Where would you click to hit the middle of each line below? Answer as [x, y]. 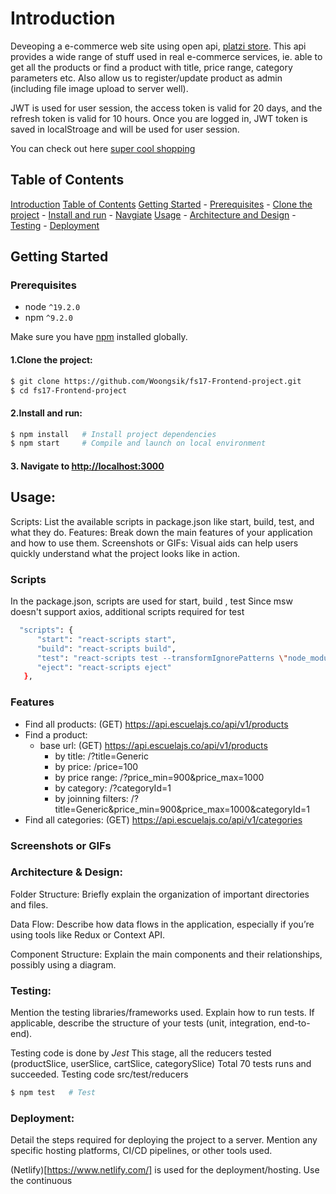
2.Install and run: [46, 413]
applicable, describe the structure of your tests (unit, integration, [143, 1023]
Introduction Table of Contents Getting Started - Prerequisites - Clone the [161, 204]
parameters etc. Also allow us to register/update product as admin [146, 78]
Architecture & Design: [66, 872]
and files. [29, 904]
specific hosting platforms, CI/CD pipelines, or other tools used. [141, 1151]
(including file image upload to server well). [99, 88]
